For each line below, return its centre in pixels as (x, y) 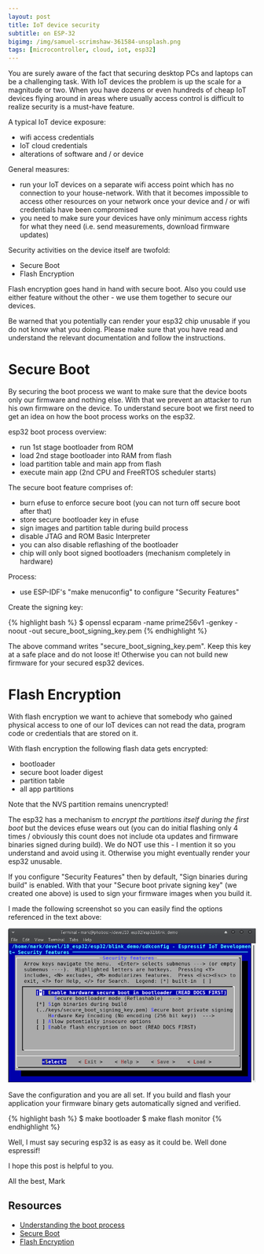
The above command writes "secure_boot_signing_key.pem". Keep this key (130, 646)
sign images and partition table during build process (104, 528)
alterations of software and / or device (81, 154)
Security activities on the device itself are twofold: (89, 250)
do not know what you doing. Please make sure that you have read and (123, 329)
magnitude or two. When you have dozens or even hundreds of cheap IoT (127, 90)
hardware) (36, 562)
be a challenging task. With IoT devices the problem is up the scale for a (125, 82)
